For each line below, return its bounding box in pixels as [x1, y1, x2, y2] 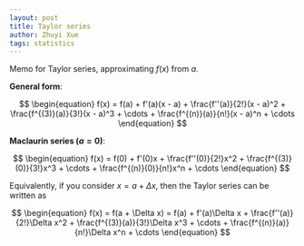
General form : [9, 81, 64, 92]
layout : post [9, 13, 59, 23]
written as [9, 190, 47, 201]
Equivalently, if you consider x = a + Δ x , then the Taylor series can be [9, 181, 270, 192]
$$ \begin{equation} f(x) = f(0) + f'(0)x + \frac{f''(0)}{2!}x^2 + [12, 153, 245, 164]
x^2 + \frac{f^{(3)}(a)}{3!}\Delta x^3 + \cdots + [54, 217, 229, 228]
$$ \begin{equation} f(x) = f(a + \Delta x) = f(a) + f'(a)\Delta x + [11, 208, 250, 219]
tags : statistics [9, 38, 75, 48]
